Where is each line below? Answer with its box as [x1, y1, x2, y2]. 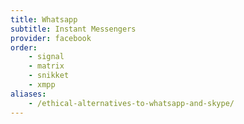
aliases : [10, 89, 47, 99]
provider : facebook [10, 33, 92, 43]
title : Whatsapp [10, 14, 78, 25]
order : [10, 42, 38, 53]
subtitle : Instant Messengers [10, 24, 137, 34]
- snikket [28, 71, 70, 81]
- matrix [28, 61, 65, 71]
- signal [28, 52, 65, 62]
